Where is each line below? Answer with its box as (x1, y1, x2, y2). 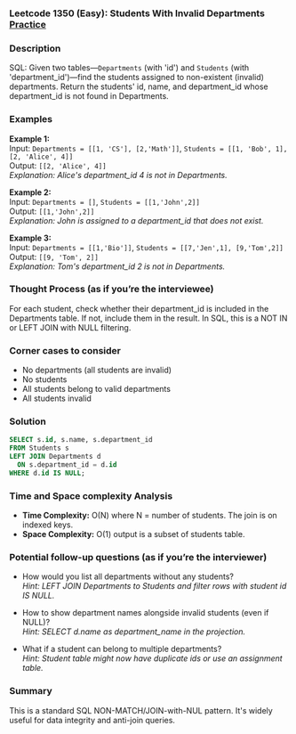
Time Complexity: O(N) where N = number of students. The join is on (21, 510, 277, 521)
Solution (9, 415, 47, 428)
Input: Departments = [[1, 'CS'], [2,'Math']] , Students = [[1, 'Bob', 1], (9, 143, 288, 153)
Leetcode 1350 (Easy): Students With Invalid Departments (9, 7, 265, 20)
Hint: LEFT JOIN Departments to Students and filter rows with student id (21, 581, 287, 591)
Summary (9, 685, 53, 697)
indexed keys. (21, 519, 74, 530)
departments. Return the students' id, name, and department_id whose (9, 81, 268, 92)
